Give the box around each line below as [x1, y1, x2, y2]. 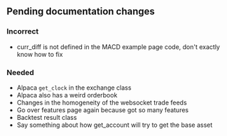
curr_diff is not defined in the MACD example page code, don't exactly [16, 42, 220, 51]
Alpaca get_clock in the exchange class [16, 83, 132, 92]
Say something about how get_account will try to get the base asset [16, 121, 213, 129]
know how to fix [16, 50, 64, 58]
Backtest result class [16, 113, 78, 121]
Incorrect [6, 27, 39, 36]
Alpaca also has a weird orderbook [16, 90, 118, 99]
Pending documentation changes [6, 6, 156, 18]
